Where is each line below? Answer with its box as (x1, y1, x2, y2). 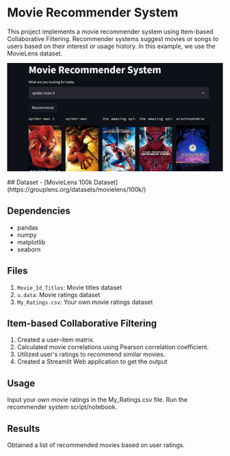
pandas (16, 223, 39, 231)
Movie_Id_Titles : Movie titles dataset (16, 283, 122, 292)
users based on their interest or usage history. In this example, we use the (7, 42, 216, 50)
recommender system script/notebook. (7, 403, 118, 411)
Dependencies (7, 205, 71, 217)
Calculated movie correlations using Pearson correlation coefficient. (16, 343, 209, 351)
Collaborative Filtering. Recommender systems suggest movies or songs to (7, 34, 219, 42)
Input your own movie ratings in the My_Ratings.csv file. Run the (7, 396, 188, 404)
